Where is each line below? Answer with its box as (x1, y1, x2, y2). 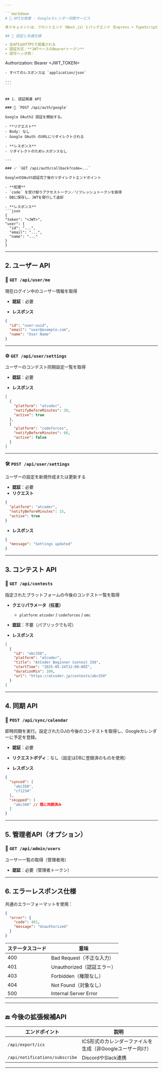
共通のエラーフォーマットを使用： (5, 901, 73, 907)
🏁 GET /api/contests (5, 580, 53, 587)
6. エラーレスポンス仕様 (5, 887, 76, 896)
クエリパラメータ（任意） (12, 602, 64, 608)
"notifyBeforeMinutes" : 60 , (14, 431, 70, 436)
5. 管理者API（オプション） (5, 830, 87, 838)
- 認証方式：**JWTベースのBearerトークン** (5, 47, 85, 51)
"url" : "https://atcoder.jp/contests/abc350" (14, 673, 108, 678)
